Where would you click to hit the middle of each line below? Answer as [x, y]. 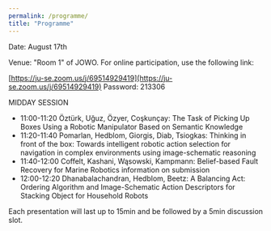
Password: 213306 [134, 87]
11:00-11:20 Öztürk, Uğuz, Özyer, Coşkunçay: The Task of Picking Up [135, 118]
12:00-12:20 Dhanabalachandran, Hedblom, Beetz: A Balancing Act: [133, 178]
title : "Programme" [41, 24]
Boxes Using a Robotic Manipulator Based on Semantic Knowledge [131, 126]
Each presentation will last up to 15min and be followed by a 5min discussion [136, 211]
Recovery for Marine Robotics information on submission [115, 169]
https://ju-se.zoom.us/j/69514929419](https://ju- [92, 78]
